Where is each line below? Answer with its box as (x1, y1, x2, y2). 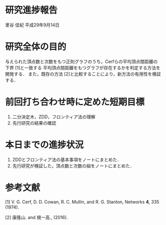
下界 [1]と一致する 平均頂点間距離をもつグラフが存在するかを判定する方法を (5, 65, 161, 71)
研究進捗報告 (5, 4, 58, 16)
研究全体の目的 (5, 41, 67, 53)
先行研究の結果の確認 (12, 120, 56, 126)
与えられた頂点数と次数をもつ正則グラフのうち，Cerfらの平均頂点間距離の (5, 58, 158, 65)
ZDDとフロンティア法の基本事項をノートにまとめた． (12, 156, 122, 162)
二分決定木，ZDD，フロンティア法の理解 (12, 114, 95, 120)
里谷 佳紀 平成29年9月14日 (5, 22, 60, 28)
